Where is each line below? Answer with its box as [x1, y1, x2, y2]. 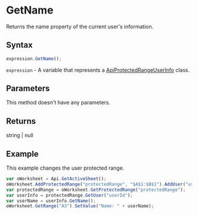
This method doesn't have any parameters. [6, 99, 111, 106]
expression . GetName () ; [6, 55, 62, 62]
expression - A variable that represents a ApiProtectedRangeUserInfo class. [6, 66, 190, 74]
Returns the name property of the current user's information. [6, 23, 154, 30]
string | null [6, 132, 34, 139]
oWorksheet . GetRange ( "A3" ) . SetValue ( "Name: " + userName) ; [6, 203, 154, 209]
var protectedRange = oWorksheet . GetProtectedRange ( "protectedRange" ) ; [6, 187, 186, 193]
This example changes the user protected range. [6, 164, 125, 171]
